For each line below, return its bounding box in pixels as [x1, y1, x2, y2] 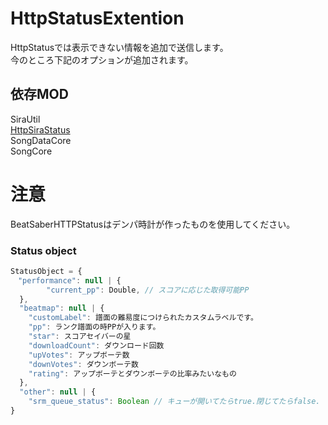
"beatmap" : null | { [19, 303, 105, 314]
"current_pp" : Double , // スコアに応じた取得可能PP [46, 285, 250, 295]
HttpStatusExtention [10, 7, 185, 30]
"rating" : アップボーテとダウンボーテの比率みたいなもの [28, 368, 237, 379]
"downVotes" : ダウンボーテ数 [28, 359, 139, 369]
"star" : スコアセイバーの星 [28, 332, 132, 342]
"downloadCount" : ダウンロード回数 [28, 340, 165, 351]
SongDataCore [10, 134, 72, 146]
